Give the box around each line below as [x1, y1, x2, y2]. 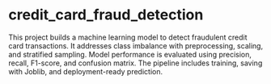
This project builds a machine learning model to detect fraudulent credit [8, 32, 248, 42]
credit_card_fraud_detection [8, 6, 204, 24]
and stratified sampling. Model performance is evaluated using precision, [8, 49, 252, 59]
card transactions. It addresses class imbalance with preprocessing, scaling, [8, 40, 264, 50]
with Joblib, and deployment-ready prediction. [8, 66, 163, 76]
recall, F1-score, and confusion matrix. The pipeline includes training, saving [8, 58, 263, 68]
